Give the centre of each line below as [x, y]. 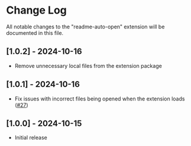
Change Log [36, 10]
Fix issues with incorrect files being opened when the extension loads [100, 99]
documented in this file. [35, 33]
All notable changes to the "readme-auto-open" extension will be [85, 27]
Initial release [31, 138]
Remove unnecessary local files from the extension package [88, 66]
